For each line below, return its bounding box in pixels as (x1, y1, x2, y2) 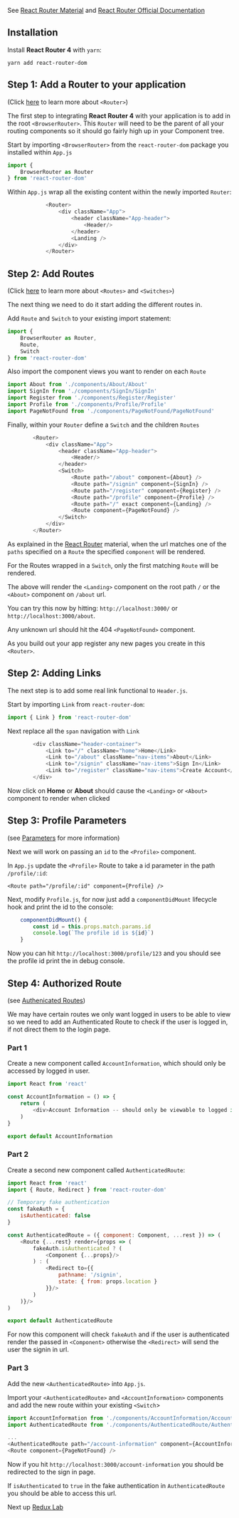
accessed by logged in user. (7, 1066, 90, 1075)
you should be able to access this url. (7, 1489, 117, 1498)
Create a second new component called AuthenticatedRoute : (7, 1165, 186, 1174)
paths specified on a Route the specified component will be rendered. (7, 547, 206, 556)
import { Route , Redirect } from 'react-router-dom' (7, 1186, 167, 1193)
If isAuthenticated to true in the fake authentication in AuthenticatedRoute (7, 1482, 225, 1490)
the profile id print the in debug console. (7, 957, 125, 965)
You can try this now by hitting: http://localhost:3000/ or (7, 603, 178, 612)
